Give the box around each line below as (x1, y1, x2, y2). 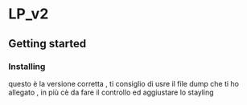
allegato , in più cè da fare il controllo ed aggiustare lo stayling (8, 87, 215, 97)
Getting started (8, 37, 87, 50)
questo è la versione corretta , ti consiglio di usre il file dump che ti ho (8, 79, 240, 88)
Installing (8, 61, 46, 72)
